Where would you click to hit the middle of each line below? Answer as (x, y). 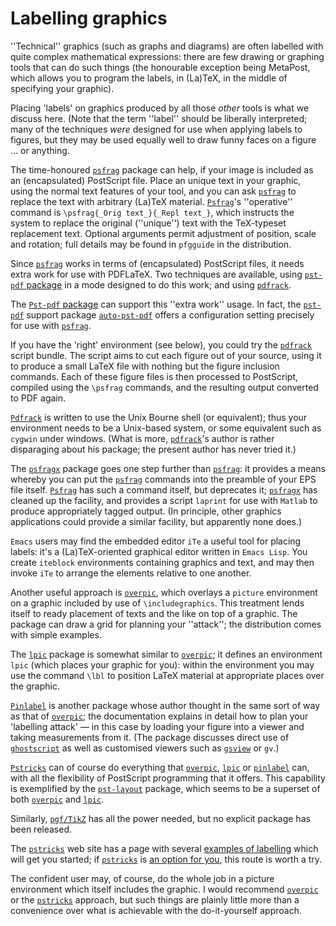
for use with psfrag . (51, 325)
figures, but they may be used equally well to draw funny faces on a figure (163, 139)
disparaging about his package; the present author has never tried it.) (153, 449)
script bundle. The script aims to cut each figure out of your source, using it (166, 355)
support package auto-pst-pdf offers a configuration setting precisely (170, 314)
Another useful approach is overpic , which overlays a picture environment (164, 592)
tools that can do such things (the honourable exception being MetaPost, (160, 67)
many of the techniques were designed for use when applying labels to (156, 129)
